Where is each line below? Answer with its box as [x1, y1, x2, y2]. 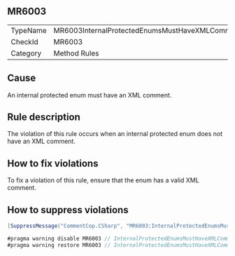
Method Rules [53, 48, 99, 58]
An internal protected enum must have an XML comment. [7, 90, 172, 99]
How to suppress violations [7, 203, 129, 216]
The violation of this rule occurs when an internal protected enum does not [7, 130, 223, 138]
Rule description [7, 112, 80, 123]
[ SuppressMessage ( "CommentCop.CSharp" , [7, 222, 124, 230]
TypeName [10, 25, 47, 35]
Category [10, 48, 42, 58]
